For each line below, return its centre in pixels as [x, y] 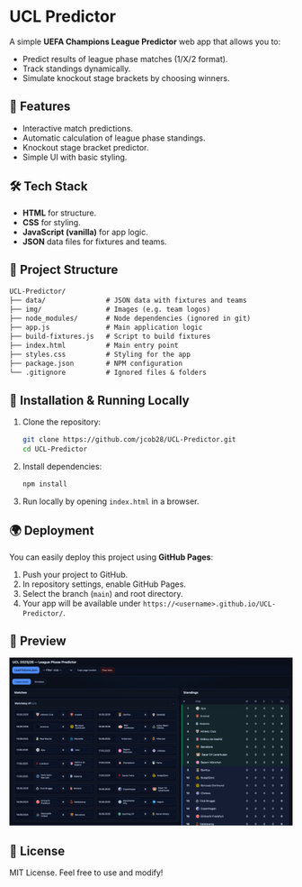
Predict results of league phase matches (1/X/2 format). [125, 59]
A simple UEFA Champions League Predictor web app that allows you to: [145, 41]
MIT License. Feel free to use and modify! [86, 873]
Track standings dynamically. [76, 69]
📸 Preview [38, 641]
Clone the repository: [62, 422]
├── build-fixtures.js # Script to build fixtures [110, 337]
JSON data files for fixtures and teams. [95, 242]
